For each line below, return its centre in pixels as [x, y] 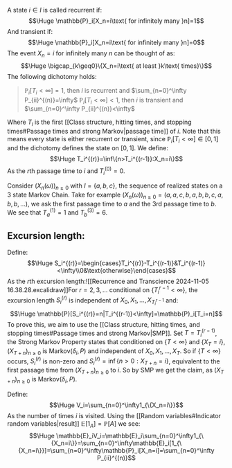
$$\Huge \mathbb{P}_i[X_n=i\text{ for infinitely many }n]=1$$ [116, 21]
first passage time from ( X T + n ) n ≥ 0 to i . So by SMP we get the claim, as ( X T [116, 371]
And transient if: [30, 31]
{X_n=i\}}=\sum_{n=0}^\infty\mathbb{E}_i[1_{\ [116, 443]
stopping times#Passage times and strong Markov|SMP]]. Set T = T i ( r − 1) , [112, 333]
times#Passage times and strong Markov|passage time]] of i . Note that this [114, 132]
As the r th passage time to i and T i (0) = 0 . [66, 171]
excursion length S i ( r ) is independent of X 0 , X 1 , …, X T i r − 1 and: [93, 300]
